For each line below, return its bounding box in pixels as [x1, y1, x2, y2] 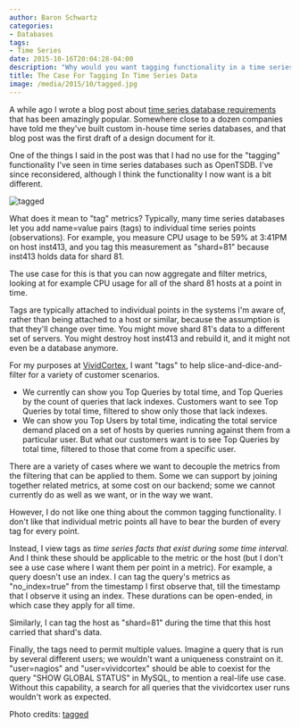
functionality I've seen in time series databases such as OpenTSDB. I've [9, 159, 274, 170]
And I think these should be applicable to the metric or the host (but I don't [9, 552, 284, 563]
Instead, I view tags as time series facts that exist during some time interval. [9, 542, 289, 554]
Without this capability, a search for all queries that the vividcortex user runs [9, 682, 290, 692]
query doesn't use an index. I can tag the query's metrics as [9, 571, 230, 582]
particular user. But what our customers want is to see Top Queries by [21, 434, 279, 445]
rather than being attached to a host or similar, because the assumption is [9, 314, 280, 324]
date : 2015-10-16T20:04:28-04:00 [9, 54, 134, 63]
